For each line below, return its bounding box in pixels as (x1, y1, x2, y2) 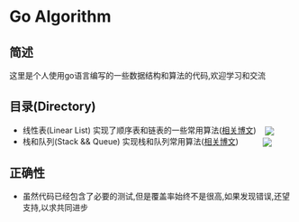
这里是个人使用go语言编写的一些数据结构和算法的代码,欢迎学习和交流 (9, 70, 267, 80)
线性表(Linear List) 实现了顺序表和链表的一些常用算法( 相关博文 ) (22, 125, 257, 135)
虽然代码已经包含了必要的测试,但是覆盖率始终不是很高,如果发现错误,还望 (22, 190, 290, 201)
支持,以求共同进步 (22, 201, 88, 213)
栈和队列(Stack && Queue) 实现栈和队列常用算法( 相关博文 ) (22, 135, 239, 146)
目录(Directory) (9, 99, 96, 115)
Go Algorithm (9, 6, 112, 27)
